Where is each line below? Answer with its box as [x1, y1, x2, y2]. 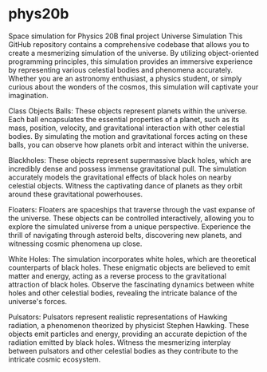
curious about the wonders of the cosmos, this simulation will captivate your [8, 81, 259, 92]
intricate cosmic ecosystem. [8, 354, 101, 364]
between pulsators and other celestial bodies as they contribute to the [8, 346, 239, 355]
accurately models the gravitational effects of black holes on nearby [8, 172, 233, 182]
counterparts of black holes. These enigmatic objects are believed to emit [8, 263, 250, 272]
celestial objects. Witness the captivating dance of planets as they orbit [8, 180, 243, 190]
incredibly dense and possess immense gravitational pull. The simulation [8, 164, 247, 173]
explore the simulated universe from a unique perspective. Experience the [8, 221, 251, 232]
